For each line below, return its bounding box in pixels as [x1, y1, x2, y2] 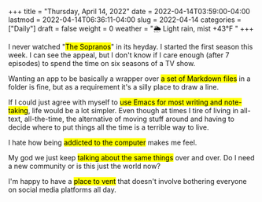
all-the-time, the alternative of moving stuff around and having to [24, 114, 234, 123]
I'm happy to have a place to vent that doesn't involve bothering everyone [8, 177, 247, 185]
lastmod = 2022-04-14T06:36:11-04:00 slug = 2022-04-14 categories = [8, 15, 242, 24]
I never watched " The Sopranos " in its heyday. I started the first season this [8, 42, 253, 51]
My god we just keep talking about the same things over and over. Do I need [8, 153, 255, 162]
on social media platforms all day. [8, 185, 116, 194]
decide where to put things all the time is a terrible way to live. [8, 123, 210, 132]
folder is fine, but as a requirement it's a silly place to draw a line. [8, 83, 219, 91]
